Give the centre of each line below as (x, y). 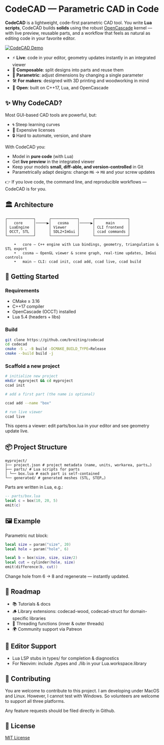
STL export (16, 249)
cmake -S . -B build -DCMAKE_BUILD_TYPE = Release (56, 349)
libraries (37, 618)
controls (14, 257)
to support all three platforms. (35, 701)
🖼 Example (23, 521)
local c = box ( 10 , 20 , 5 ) (31, 501)
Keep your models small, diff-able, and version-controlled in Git (78, 167)
